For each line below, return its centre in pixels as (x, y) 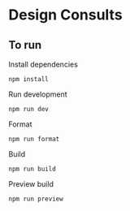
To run (25, 45)
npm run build (32, 169)
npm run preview (36, 199)
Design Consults (66, 15)
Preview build (31, 184)
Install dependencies (43, 64)
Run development (38, 94)
